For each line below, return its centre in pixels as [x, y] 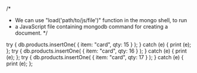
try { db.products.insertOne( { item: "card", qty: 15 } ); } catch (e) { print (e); [99, 45]
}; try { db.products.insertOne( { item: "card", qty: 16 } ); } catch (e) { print [97, 51]
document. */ [31, 33]
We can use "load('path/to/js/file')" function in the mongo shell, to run [101, 20]
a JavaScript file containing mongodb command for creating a [91, 27]
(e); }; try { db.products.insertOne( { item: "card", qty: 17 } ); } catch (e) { [95, 57]
